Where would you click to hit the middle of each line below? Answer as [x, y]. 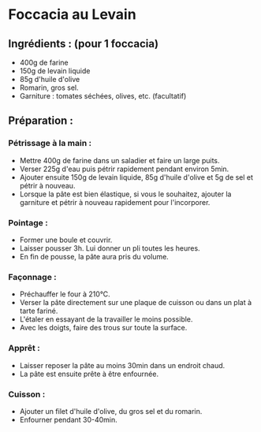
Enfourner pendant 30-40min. [69, 419]
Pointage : [28, 222]
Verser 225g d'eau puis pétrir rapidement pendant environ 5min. [124, 169]
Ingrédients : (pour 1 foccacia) [84, 44]
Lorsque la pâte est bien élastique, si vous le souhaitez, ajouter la [125, 194]
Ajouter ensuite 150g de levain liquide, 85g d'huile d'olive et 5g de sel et [136, 177]
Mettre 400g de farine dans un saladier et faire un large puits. [119, 160]
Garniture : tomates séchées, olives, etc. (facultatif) [103, 96]
